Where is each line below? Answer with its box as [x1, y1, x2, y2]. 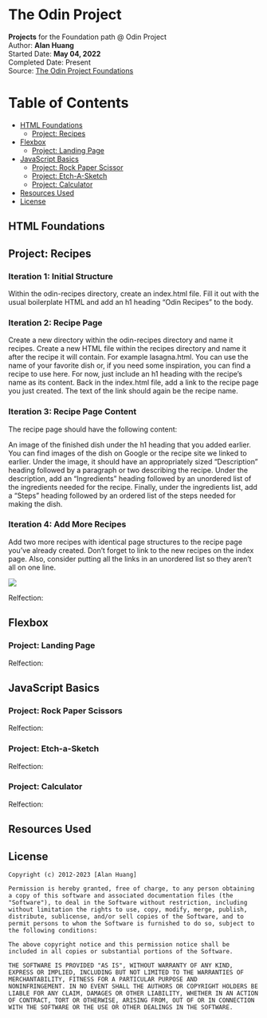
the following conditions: [8, 927, 98, 935]
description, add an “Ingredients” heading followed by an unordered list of [8, 473, 252, 483]
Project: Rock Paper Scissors [8, 704, 124, 716]
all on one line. [8, 562, 57, 572]
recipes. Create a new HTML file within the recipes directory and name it [8, 344, 247, 353]
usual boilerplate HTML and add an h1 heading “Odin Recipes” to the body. [8, 297, 253, 306]
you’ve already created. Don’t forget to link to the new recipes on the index [8, 545, 254, 555]
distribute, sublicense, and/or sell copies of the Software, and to [8, 913, 245, 921]
